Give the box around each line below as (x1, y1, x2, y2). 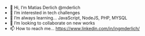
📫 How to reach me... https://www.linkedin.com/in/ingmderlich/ (9, 26, 140, 31)
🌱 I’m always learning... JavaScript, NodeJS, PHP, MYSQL (9, 15, 127, 20)
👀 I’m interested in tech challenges (9, 10, 80, 16)
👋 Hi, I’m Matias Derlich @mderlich (9, 5, 80, 10)
